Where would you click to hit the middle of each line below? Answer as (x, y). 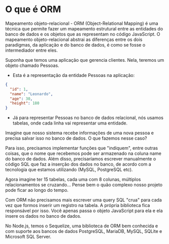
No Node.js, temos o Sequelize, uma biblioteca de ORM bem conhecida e (82, 226)
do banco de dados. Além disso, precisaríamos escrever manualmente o (81, 159)
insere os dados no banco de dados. (44, 216)
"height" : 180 (25, 103)
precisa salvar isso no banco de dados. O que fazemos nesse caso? (76, 138)
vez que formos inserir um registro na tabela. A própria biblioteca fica (78, 206)
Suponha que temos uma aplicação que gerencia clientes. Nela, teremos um (85, 60)
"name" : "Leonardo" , (31, 94)
